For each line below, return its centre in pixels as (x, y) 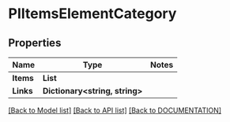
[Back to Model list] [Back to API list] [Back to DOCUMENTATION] (115, 110)
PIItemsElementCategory (92, 14)
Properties (35, 43)
